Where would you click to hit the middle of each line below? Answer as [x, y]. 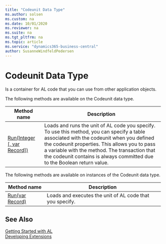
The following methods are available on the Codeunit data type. [70, 99]
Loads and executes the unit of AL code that [98, 195]
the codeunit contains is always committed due [99, 156]
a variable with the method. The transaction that [100, 150]
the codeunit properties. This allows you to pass [100, 144]
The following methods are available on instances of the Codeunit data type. [83, 175]
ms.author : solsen [24, 14]
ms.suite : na [19, 33]
